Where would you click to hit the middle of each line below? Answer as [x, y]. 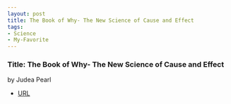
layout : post [26, 14]
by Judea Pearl [29, 80]
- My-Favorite [28, 40]
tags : [15, 27]
